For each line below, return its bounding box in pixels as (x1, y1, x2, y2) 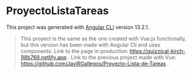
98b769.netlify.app (20, 54, 67, 61)
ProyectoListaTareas (6, 4, 109, 18)
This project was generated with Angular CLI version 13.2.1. (6, 24, 150, 31)
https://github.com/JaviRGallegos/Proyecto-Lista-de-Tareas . (20, 60, 169, 67)
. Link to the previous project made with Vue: (67, 54, 177, 61)
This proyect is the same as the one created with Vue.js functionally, (20, 35, 187, 42)
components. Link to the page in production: (20, 47, 128, 54)
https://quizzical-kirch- (129, 47, 186, 54)
